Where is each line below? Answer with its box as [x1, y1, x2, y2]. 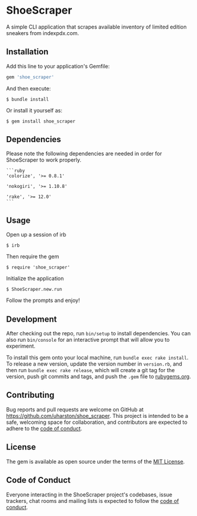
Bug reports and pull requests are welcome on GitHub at [6, 405, 144, 413]
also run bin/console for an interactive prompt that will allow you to [6, 336, 170, 344]
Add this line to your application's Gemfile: [6, 62, 110, 70]
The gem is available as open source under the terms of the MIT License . [6, 458, 185, 465]
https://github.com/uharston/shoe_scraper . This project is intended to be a [6, 412, 189, 419]
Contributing [6, 390, 55, 400]
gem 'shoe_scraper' [6, 74, 55, 80]
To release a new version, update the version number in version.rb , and [6, 360, 183, 367]
